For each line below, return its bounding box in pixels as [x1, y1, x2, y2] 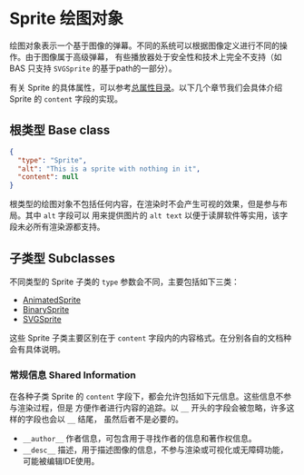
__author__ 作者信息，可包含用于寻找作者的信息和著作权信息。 [22, 433, 257, 444]
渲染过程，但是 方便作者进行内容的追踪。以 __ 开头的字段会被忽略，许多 [16, 402, 288, 413]
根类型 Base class [9, 123, 111, 138]
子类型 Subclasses [9, 251, 116, 266]
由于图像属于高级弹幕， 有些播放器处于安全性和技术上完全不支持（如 [25, 51, 282, 62]
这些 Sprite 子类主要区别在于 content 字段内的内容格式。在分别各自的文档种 [9, 332, 292, 343]
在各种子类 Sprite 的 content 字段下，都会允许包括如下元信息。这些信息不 [9, 391, 284, 402]
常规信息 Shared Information [9, 369, 136, 381]
